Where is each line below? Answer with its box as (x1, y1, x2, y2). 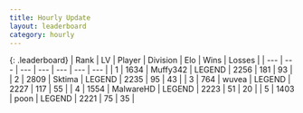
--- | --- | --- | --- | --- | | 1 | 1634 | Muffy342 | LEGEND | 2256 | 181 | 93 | (19, 64, 293, 75)
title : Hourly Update (9, 13, 91, 23)
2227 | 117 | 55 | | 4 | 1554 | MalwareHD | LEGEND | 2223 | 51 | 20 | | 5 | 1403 (9, 83, 295, 95)
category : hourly (9, 30, 75, 39)
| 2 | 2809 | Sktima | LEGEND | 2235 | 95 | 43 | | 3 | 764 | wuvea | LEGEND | (9, 74, 291, 85)
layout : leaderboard (9, 22, 88, 31)
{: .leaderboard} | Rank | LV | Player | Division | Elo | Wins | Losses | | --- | (9, 55, 283, 66)
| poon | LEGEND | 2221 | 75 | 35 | (9, 93, 136, 104)
